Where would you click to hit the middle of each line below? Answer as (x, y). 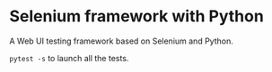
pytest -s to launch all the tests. (69, 58)
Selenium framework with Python (137, 16)
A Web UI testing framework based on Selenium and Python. (121, 41)
